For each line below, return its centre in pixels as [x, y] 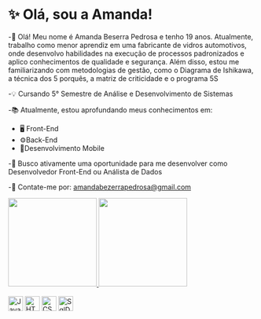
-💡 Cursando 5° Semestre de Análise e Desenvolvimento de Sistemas [121, 93]
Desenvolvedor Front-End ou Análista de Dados [85, 171]
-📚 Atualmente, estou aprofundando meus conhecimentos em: [110, 110]
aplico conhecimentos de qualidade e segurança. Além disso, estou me [124, 61]
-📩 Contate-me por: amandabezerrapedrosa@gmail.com [99, 187]
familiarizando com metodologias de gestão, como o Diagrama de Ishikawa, [131, 70]
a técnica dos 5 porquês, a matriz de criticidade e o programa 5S [113, 78]
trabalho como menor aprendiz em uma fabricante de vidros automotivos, [128, 45]
